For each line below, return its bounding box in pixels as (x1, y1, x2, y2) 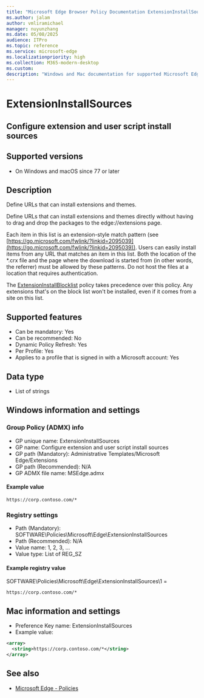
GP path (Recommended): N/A (15, 463, 92, 470)
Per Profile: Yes (15, 347, 54, 355)
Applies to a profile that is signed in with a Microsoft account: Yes (15, 354, 179, 361)
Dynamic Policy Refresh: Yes (15, 341, 87, 348)
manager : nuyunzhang (6, 25, 59, 32)
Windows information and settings (6, 405, 140, 416)
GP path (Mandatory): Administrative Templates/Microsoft (15, 450, 160, 457)
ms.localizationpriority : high (6, 54, 86, 60)
